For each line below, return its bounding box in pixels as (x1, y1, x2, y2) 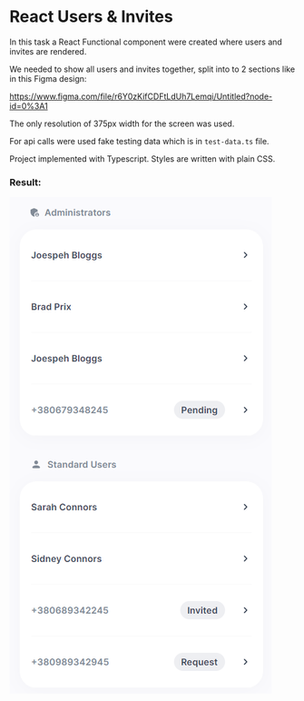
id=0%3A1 (9, 100, 48, 111)
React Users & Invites (9, 6, 174, 27)
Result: (9, 175, 42, 188)
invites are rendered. (9, 45, 87, 56)
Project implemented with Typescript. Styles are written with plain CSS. (9, 153, 276, 164)
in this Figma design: (9, 73, 87, 84)
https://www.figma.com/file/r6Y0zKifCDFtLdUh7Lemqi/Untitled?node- (9, 91, 273, 102)
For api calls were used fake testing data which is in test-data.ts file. (9, 135, 270, 146)
